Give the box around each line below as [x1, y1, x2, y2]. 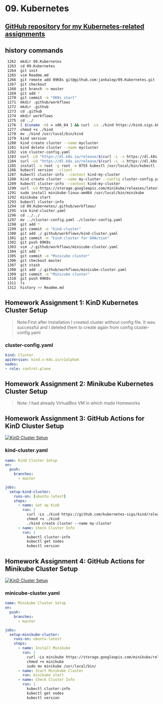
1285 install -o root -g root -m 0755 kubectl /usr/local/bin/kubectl [7, 163, 155, 168]
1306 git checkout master [7, 258, 62, 263]
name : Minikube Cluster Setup [5, 601, 66, 606]
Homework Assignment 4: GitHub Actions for [5, 557, 145, 565]
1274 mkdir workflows [7, 113, 53, 118]
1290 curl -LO [7, 186, 38, 191]
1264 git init [7, 69, 38, 73]
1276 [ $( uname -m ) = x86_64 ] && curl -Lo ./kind [7, 123, 114, 127]
